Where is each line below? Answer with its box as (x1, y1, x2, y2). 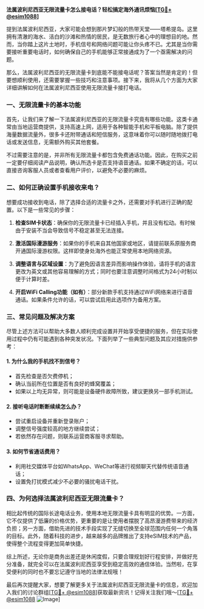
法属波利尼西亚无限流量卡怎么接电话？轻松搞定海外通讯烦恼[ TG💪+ (6, 6, 172, 13)
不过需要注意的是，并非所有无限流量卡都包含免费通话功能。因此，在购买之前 (6, 152, 198, 159)
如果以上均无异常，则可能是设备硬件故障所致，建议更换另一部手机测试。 (15, 388, 196, 395)
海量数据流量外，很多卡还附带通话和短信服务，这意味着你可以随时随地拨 (6, 131, 187, 138)
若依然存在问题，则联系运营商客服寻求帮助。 (15, 432, 127, 440)
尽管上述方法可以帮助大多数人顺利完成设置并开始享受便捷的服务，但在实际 (6, 327, 192, 334)
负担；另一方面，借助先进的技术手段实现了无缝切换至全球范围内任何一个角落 (6, 524, 198, 532)
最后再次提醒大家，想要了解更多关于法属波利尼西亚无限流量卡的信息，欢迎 (6, 581, 192, 588)
